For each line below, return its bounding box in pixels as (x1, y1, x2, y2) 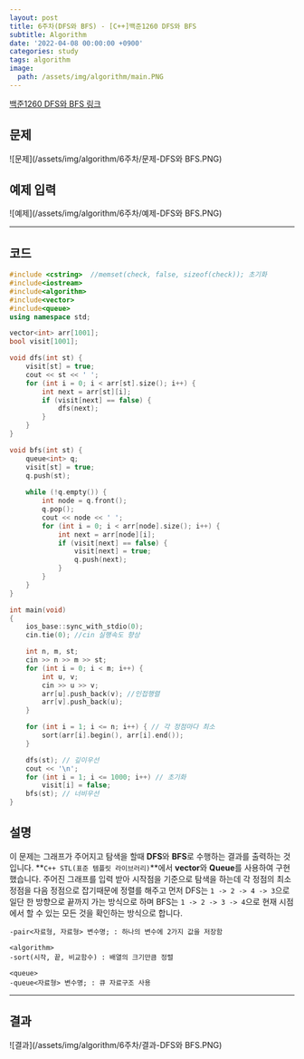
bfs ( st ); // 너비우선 (25, 790, 100, 799)
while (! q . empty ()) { (25, 488, 107, 497)
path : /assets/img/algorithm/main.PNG (17, 73, 165, 82)
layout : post (9, 13, 59, 23)
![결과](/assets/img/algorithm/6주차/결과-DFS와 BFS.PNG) (9, 1039, 223, 1050)
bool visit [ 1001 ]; (9, 337, 79, 346)
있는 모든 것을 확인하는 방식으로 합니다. (44, 908, 184, 918)
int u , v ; (42, 672, 79, 681)
